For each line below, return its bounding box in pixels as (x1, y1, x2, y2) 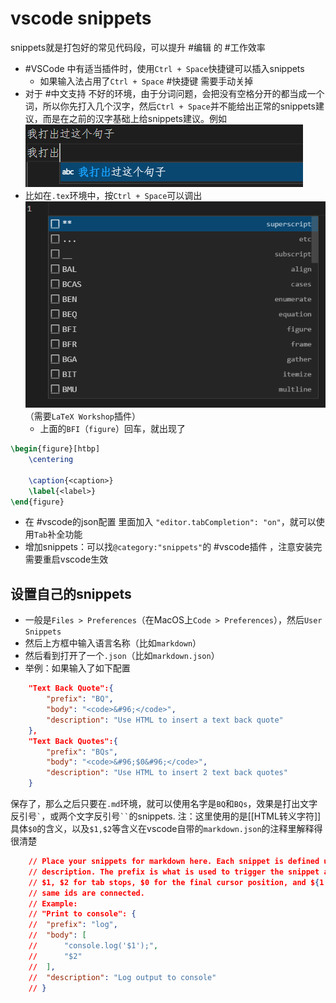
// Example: (28, 898, 78, 909)
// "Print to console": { (28, 909, 137, 919)
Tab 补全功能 (33, 528, 83, 541)
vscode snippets (10, 7, 152, 30)
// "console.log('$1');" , (28, 941, 159, 951)
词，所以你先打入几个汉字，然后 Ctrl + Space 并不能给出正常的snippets (24, 100, 316, 112)
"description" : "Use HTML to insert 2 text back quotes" (46, 768, 288, 778)
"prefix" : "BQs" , (46, 747, 118, 757)
